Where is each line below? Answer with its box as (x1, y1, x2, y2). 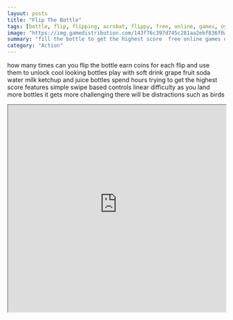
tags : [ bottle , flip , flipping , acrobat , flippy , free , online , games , (7, 23, 218, 30)
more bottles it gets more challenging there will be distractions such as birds (7, 90, 225, 99)
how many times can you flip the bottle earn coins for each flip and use (7, 61, 209, 69)
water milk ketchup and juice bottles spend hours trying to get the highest (7, 76, 218, 83)
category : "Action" (7, 42, 64, 49)
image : (7, 29, 26, 37)
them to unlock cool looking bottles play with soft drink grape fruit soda (7, 68, 211, 77)
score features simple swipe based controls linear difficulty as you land (7, 83, 210, 91)
